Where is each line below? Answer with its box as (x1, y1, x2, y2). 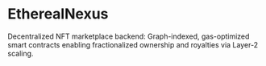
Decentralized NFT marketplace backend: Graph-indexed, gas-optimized (7, 31, 250, 41)
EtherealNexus (7, 5, 109, 23)
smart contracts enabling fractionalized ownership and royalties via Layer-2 (7, 39, 259, 49)
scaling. (7, 48, 34, 58)
